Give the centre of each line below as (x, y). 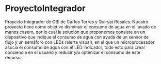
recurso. (13, 57)
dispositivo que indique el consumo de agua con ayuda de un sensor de (77, 37)
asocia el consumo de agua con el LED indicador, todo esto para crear (75, 47)
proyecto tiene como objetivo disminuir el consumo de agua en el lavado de (81, 26)
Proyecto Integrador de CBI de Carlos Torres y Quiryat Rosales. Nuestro (77, 22)
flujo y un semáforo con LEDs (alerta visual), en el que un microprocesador (80, 42)
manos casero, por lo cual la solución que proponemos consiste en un (75, 32)
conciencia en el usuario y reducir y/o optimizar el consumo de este (73, 52)
